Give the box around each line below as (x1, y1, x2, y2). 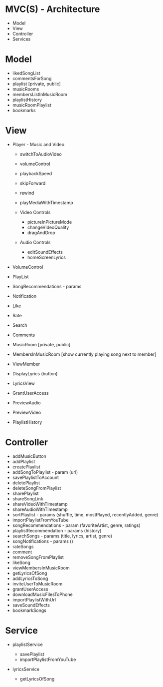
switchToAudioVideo (19, 151, 62, 157)
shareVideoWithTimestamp (12, 501, 68, 507)
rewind (19, 190, 34, 196)
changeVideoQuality (27, 224, 69, 230)
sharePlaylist (12, 490, 39, 496)
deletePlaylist (12, 479, 40, 486)
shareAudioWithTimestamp (12, 506, 68, 512)
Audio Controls (19, 239, 51, 245)
